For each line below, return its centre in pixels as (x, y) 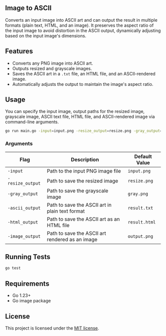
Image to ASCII (28, 8)
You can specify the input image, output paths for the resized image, (75, 112)
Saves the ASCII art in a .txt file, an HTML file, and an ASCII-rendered (84, 74)
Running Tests (28, 257)
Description (85, 159)
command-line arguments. (32, 122)
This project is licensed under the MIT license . (52, 328)
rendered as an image (72, 239)
